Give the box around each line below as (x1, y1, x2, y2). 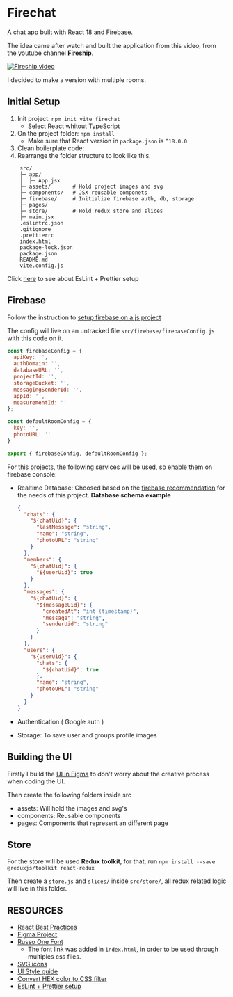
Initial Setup (7, 96, 61, 108)
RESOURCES (7, 904, 63, 916)
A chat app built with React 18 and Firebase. (7, 28, 134, 36)
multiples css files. (27, 952, 81, 961)
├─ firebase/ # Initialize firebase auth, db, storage (19, 195, 195, 202)
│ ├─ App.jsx (19, 177, 61, 184)
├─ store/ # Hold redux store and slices (19, 207, 163, 214)
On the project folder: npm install (17, 129, 115, 137)
